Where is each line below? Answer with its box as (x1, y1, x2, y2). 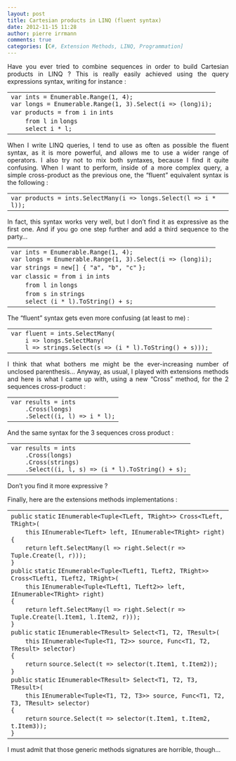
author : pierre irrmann (7, 30, 77, 37)
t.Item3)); (11, 722, 47, 730)
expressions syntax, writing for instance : (7, 77, 126, 85)
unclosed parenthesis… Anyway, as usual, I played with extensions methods (7, 367, 229, 376)
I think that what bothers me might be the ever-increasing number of (7, 360, 229, 368)
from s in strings (25, 290, 86, 298)
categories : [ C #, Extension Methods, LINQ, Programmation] (7, 43, 184, 50)
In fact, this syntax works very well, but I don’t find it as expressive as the (7, 217, 229, 226)
